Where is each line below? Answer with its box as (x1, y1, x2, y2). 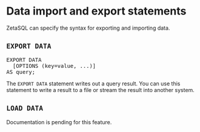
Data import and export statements (6, 4, 187, 18)
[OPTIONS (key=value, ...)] (12, 62, 96, 69)
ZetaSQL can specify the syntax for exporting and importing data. (6, 24, 170, 31)
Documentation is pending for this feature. (6, 118, 112, 125)
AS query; (6, 68, 35, 75)
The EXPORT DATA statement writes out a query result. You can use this (6, 80, 181, 87)
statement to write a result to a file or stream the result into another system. (6, 86, 195, 93)
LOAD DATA (6, 104, 44, 113)
